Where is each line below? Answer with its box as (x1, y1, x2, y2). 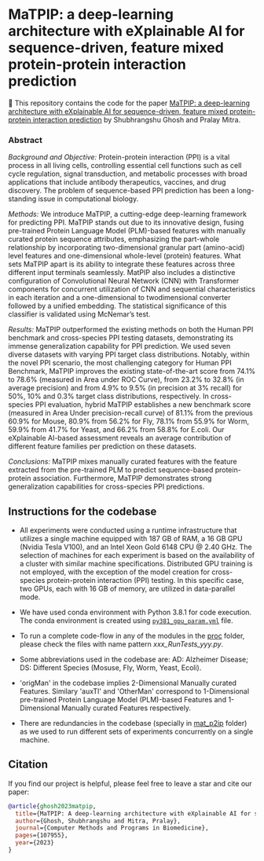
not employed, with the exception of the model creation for (19, 567, 211, 577)
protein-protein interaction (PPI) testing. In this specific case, (46, 576, 244, 585)
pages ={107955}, (15, 831, 68, 840)
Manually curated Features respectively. (61, 703, 191, 713)
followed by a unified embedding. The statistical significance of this (8, 301, 227, 311)
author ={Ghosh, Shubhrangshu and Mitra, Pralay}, (15, 817, 181, 825)
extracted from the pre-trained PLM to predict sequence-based (8, 465, 214, 474)
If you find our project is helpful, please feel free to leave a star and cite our (8, 779, 253, 788)
